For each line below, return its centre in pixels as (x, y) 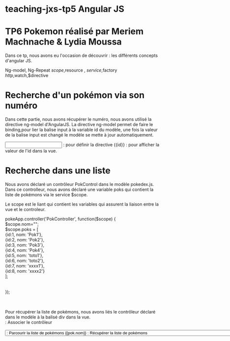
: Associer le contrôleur (29, 322)
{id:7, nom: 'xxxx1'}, (25, 266)
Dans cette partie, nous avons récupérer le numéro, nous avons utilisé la (78, 119)
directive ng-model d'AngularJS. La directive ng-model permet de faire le (79, 125)
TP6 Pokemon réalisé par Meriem (74, 32)
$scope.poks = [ (22, 229)
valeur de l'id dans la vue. (31, 151)
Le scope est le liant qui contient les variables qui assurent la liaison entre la (82, 204)
